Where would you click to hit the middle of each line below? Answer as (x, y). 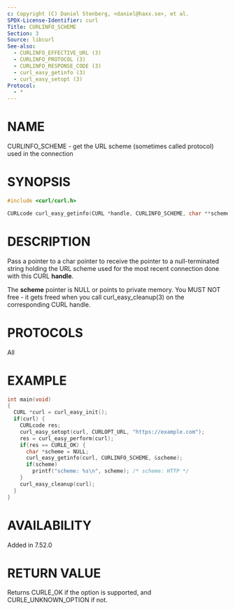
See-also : (22, 46)
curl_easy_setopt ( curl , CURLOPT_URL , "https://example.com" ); (112, 432)
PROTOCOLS (45, 332)
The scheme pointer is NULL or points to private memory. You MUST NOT (114, 289)
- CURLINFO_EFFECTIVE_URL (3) (57, 53)
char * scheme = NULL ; (57, 451)
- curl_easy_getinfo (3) (50, 72)
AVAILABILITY (50, 525)
